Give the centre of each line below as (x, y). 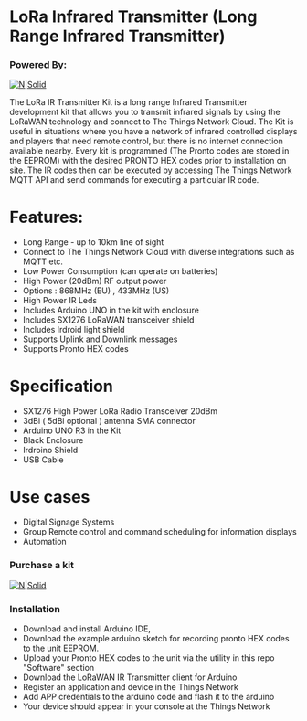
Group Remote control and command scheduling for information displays (159, 532)
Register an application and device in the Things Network (131, 686)
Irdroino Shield (50, 451)
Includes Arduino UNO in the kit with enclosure (111, 310)
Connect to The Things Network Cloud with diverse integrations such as (159, 252)
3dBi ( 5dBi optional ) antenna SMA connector (109, 421)
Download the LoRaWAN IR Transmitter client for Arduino (130, 677)
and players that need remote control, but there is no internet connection (146, 141)
